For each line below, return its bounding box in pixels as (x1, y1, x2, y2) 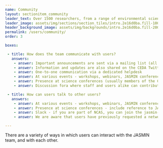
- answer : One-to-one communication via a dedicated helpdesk (14, 70, 142, 75)
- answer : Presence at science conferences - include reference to (14, 105, 153, 111)
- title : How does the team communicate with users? (7, 51, 116, 56)
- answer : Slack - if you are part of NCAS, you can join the (14, 110, 142, 115)
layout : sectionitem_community (5, 12, 68, 16)
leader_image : (5, 20, 34, 26)
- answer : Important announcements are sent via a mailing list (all (14, 61, 158, 66)
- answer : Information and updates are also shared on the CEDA (14, 65, 147, 70)
